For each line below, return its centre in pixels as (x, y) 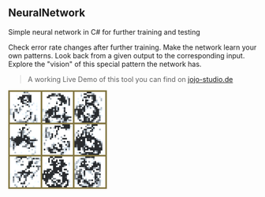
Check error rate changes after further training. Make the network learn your (132, 47)
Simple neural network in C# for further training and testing (105, 32)
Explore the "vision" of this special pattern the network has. (105, 64)
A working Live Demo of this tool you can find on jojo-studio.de (130, 79)
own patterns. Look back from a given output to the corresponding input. (127, 55)
